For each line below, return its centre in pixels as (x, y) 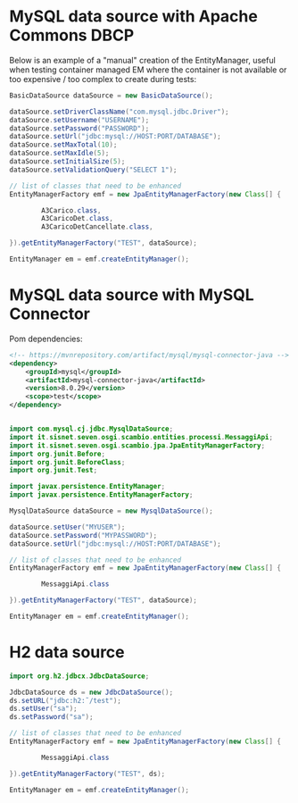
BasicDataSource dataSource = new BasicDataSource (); (112, 96)
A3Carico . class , (71, 210)
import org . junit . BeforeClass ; (67, 462)
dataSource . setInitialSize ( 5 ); (67, 162)
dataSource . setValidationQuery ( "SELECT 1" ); (93, 170)
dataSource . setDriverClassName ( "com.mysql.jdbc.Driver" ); (119, 112)
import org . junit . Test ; (54, 471)
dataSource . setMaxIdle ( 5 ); (59, 154)
